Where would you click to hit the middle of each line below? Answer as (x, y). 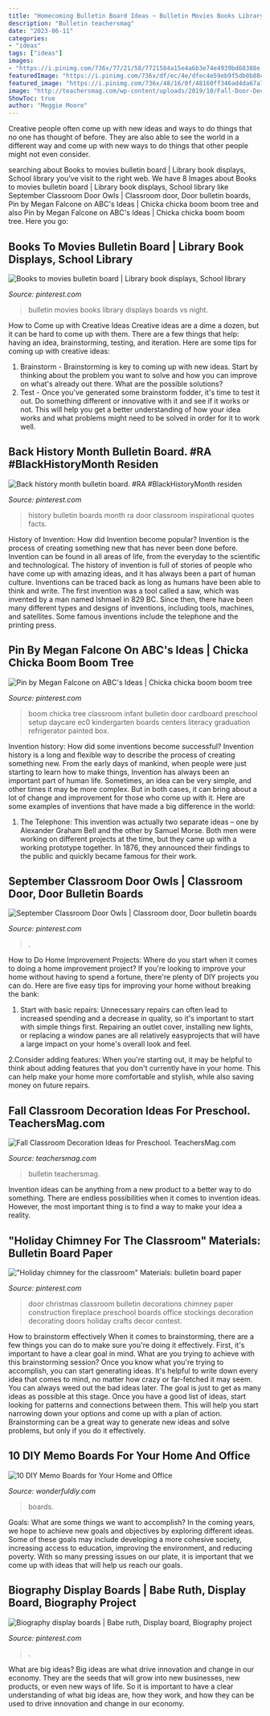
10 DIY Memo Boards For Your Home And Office (129, 1456)
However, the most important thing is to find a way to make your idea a (125, 1207)
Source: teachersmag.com (52, 1159)
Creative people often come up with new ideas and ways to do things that (130, 129)
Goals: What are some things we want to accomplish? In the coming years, (132, 1522)
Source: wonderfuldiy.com (52, 1490)
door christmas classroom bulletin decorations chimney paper (131, 1304)
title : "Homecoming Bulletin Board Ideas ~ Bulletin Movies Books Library (136, 16)
